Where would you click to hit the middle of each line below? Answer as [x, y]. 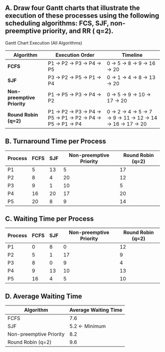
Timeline [132, 55]
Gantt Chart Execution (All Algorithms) [44, 43]
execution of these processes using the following [82, 16]
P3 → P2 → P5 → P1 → [75, 77]
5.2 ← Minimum [88, 327]
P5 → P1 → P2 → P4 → [75, 118]
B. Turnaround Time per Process [56, 141]
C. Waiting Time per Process [50, 219]
